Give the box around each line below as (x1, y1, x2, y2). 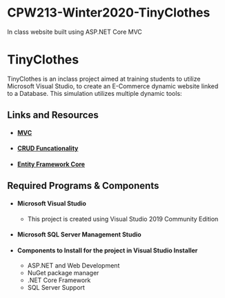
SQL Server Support (27, 284, 85, 292)
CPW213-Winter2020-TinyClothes (7, 5, 211, 21)
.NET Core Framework (27, 276, 91, 284)
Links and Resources (7, 109, 99, 121)
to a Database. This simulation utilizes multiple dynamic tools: (7, 89, 182, 97)
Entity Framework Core (17, 160, 85, 168)
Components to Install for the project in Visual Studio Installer (17, 246, 198, 255)
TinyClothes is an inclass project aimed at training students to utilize (7, 74, 201, 83)
